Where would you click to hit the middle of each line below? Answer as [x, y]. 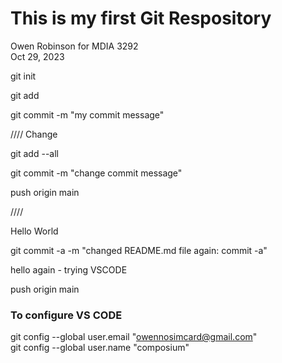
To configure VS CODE [66, 315]
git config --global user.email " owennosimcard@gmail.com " [134, 337]
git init [23, 76]
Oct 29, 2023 [37, 56]
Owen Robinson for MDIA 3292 [74, 46]
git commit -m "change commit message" [96, 173]
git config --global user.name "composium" [100, 348]
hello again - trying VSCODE [69, 269]
